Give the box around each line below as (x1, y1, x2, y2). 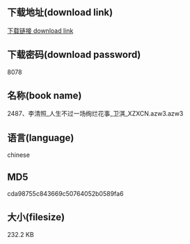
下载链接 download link (7, 26, 74, 35)
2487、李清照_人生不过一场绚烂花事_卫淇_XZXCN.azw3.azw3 (7, 109, 184, 118)
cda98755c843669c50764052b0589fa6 (7, 190, 124, 198)
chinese (7, 151, 30, 159)
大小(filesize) (7, 211, 65, 223)
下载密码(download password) (7, 49, 141, 61)
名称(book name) (7, 90, 82, 102)
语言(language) (7, 132, 74, 144)
